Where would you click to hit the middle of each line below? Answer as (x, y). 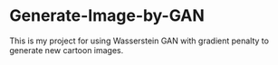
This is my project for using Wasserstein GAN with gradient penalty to (139, 41)
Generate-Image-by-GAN (107, 16)
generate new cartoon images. (67, 50)
